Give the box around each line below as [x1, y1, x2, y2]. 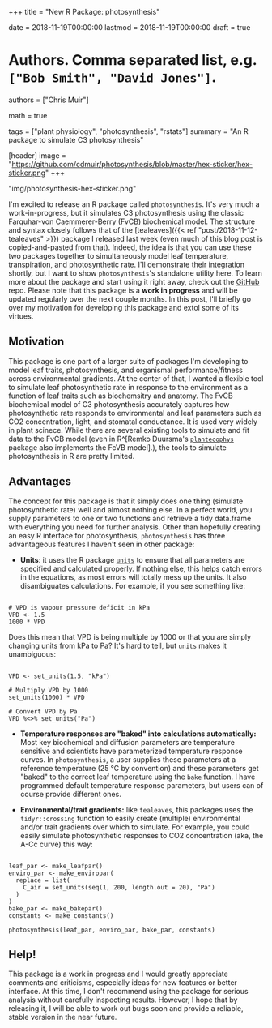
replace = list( [15, 876, 70, 885]
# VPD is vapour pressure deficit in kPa [8, 603, 151, 611]
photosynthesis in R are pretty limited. [8, 451, 135, 460]
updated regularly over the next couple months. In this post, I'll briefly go [8, 293, 252, 303]
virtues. [8, 311, 34, 321]
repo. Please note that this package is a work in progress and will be [8, 285, 238, 295]
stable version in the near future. [8, 1013, 117, 1022]
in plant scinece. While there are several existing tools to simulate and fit [8, 425, 249, 435]
